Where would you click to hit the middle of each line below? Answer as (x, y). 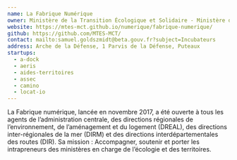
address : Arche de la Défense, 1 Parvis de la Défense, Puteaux (104, 46)
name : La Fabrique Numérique (50, 14)
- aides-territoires (44, 72)
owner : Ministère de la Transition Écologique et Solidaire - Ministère (116, 20)
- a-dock (26, 60)
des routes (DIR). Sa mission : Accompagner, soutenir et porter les (103, 142)
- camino (26, 86)
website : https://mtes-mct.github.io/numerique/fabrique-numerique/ (110, 27)
